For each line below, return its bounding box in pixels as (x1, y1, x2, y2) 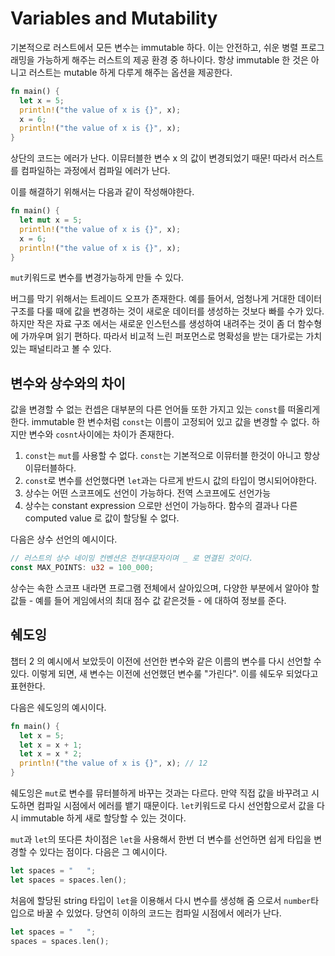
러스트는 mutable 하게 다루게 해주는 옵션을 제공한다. (28, 66, 233, 78)
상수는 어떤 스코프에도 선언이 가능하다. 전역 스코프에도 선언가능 (24, 487, 272, 499)
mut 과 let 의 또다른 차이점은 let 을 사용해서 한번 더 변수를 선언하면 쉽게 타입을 (10, 833, 312, 846)
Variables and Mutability (10, 7, 218, 30)
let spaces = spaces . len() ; (10, 875, 128, 885)
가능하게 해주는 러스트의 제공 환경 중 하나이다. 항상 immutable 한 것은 (36, 53, 309, 66)
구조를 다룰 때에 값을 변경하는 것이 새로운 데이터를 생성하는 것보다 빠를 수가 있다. (10, 305, 325, 317)
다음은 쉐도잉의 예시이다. (10, 701, 107, 713)
